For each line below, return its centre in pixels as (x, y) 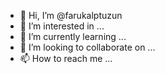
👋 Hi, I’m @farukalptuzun (71, 15)
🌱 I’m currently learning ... (73, 36)
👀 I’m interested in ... (62, 26)
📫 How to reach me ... (66, 58)
